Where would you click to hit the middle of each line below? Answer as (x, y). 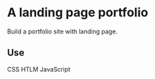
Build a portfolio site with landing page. (63, 31)
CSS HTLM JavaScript (39, 69)
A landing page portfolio (78, 13)
